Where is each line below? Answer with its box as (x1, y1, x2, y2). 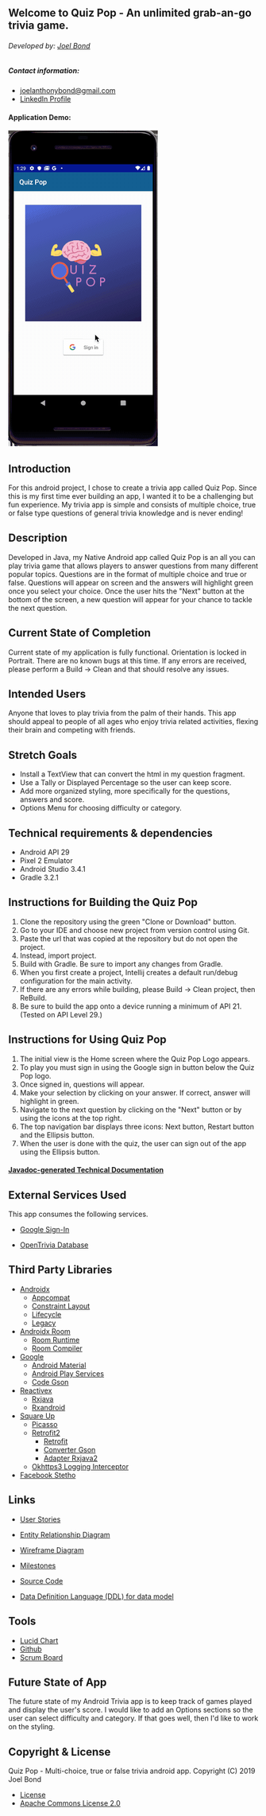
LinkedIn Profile (19, 94, 71, 103)
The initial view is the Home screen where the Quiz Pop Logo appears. (19, 1054, 250, 1064)
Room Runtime (31, 1335, 80, 1344)
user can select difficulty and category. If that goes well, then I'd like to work (8, 1713, 259, 1723)
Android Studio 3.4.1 (19, 865, 86, 874)
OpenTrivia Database (19, 1240, 89, 1250)
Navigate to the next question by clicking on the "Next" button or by (19, 1105, 242, 1114)
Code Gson (31, 1377, 69, 1386)
